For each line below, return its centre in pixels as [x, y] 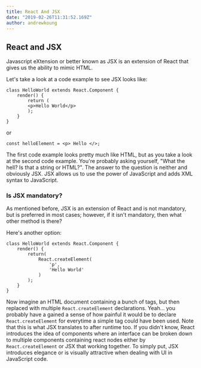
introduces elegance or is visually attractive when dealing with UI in [89, 352]
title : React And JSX [33, 12]
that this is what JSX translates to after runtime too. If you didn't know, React [100, 327]
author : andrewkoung [32, 23]
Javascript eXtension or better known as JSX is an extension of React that [98, 62]
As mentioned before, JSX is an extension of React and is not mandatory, [96, 208]
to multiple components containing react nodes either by [76, 340]
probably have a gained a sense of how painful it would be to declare [91, 315]
